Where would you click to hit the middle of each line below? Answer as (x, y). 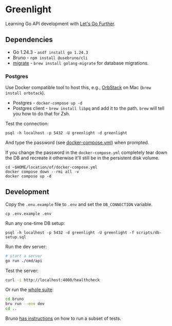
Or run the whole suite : (30, 290)
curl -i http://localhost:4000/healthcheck (53, 280)
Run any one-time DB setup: (35, 223)
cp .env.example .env (28, 214)
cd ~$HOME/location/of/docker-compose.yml (51, 168)
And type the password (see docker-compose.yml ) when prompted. (77, 142)
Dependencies (29, 40)
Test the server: (22, 271)
